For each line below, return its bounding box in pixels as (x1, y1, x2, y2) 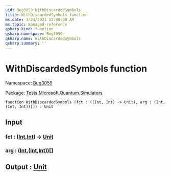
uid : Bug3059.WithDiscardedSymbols (5, 7, 81, 13)
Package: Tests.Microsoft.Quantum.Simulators (5, 90, 103, 96)
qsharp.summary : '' (5, 41, 47, 46)
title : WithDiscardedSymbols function (5, 12, 88, 17)
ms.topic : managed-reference (5, 21, 67, 27)
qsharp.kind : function (5, 27, 54, 32)
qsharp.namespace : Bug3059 (5, 31, 63, 36)
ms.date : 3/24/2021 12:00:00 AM (5, 17, 74, 22)
